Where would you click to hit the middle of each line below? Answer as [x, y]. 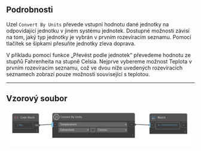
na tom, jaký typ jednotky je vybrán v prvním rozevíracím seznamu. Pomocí [99, 37]
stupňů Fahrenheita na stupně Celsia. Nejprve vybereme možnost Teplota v [99, 61]
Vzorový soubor [37, 99]
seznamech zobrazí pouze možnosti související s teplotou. [78, 74]
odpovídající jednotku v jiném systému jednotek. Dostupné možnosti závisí [98, 31]
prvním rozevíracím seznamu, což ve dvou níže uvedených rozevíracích [95, 68]
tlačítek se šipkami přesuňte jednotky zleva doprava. [71, 43]
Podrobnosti [30, 10]
